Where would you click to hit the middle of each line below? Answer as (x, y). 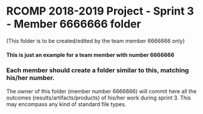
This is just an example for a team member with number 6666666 (90, 55)
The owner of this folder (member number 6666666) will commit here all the (101, 91)
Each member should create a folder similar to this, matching (98, 70)
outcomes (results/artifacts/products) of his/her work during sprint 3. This (98, 98)
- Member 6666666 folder (74, 24)
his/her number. (31, 78)
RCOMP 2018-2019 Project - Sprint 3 (100, 11)
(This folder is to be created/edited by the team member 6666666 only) (95, 41)
